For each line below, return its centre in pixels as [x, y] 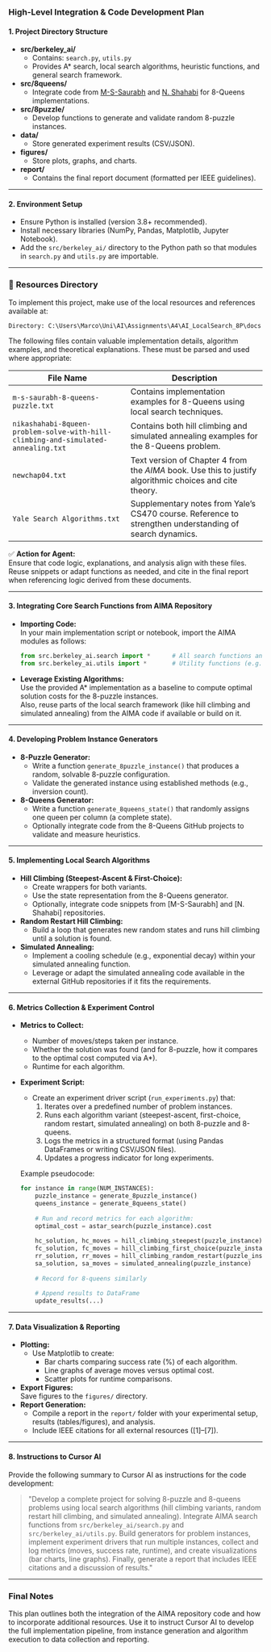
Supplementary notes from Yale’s [193, 503]
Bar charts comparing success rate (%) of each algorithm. [141, 1362]
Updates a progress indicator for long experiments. [129, 1158]
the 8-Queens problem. [175, 446]
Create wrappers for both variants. [90, 887]
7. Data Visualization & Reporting [64, 1327]
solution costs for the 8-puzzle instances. [89, 696]
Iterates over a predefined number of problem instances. [138, 1107]
